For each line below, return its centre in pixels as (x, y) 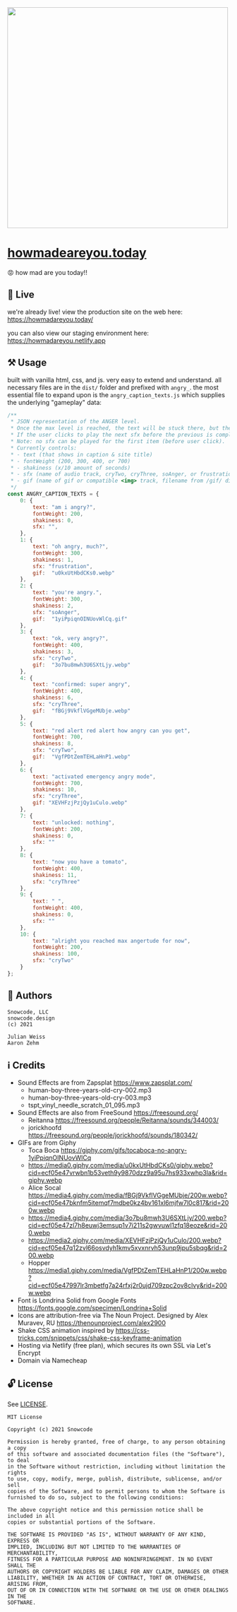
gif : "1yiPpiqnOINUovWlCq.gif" (80, 619)
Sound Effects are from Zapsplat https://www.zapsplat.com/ (105, 1083)
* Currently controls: (44, 448)
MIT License (25, 1417)
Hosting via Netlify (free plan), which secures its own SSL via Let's (114, 1346)
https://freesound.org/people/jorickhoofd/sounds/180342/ (113, 1135)
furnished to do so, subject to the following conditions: (96, 1498)
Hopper (39, 1263)
